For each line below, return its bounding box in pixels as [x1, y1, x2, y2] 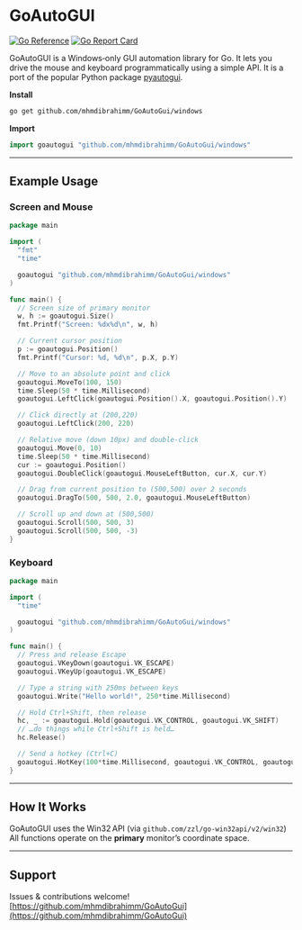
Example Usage [9, 174, 99, 189]
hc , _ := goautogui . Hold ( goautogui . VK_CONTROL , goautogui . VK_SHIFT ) [17, 717, 280, 726]
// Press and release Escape [17, 650, 127, 660]
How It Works [9, 799, 87, 815]
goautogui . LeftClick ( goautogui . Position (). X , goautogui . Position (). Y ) [17, 394, 288, 403]
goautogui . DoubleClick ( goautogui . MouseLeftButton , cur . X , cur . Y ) [17, 469, 268, 478]
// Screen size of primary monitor [17, 303, 151, 312]
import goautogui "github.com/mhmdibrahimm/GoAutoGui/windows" [9, 140, 252, 149]
